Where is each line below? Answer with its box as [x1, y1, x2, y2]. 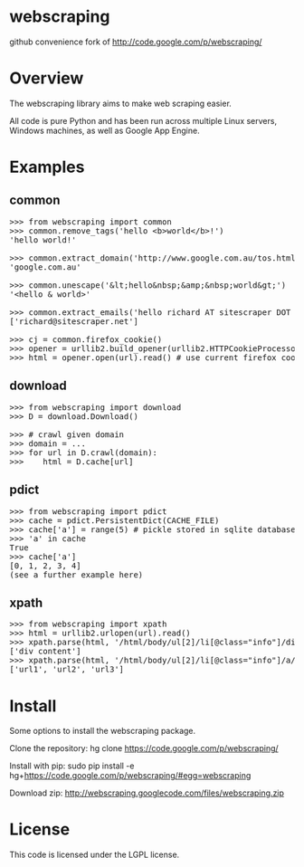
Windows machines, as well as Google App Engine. [9, 125, 201, 136]
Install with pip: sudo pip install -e [9, 760, 135, 771]
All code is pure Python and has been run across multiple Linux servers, [9, 115, 278, 126]
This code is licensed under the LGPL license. [9, 849, 180, 861]
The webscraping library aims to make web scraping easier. [9, 98, 233, 109]
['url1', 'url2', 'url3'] [9, 664, 125, 675]
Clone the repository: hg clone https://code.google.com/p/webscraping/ [9, 743, 279, 754]
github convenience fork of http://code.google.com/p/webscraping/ [9, 36, 262, 47]
